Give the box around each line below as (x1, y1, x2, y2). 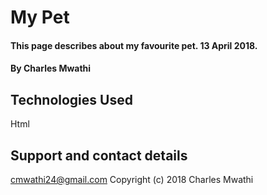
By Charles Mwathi (10, 62, 92, 75)
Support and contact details (10, 147, 188, 164)
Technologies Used (10, 91, 133, 108)
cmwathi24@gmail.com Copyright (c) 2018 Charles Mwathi (10, 174, 254, 185)
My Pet (10, 6, 70, 29)
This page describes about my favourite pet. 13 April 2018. (10, 39, 258, 51)
